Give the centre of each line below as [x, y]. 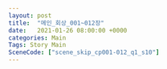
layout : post [30, 15]
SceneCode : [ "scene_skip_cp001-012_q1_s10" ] [84, 52]
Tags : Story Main [37, 45]
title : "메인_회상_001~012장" [56, 23]
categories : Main [37, 38]
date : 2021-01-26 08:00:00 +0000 [68, 30]
